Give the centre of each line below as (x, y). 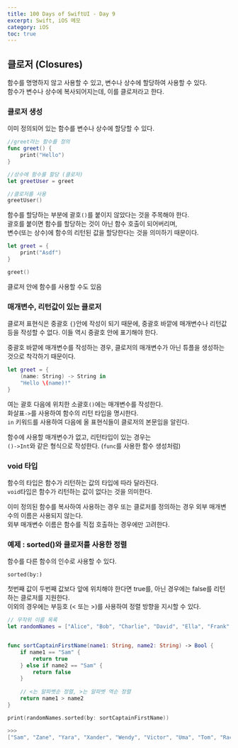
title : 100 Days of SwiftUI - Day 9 (61, 14)
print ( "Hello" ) (42, 155)
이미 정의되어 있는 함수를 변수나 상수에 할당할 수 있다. (81, 128)
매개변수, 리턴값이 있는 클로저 (55, 307)
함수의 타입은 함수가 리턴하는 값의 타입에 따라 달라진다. (83, 483)
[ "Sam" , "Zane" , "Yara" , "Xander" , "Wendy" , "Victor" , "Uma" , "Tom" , (112, 737)
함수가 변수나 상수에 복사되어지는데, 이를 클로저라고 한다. (86, 92)
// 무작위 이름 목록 (33, 620)
